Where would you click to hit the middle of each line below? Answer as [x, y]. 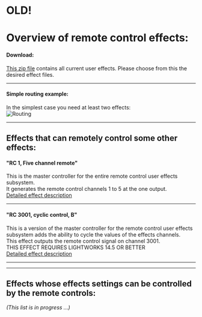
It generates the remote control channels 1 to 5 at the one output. [87, 189]
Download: [20, 55]
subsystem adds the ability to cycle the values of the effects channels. [93, 234]
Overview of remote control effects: [97, 38]
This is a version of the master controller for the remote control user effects [99, 228]
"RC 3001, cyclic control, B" [42, 214]
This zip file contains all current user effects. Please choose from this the [97, 68]
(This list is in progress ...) [38, 307]
